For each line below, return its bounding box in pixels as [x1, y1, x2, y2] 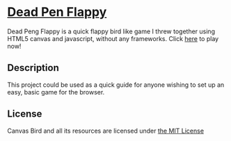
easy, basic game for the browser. [7, 88, 105, 96]
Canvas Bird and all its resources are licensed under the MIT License [7, 126, 204, 135]
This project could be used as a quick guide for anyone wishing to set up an [7, 81, 225, 89]
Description [7, 62, 59, 74]
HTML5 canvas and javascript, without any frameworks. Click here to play [7, 34, 219, 42]
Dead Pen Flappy [7, 4, 107, 20]
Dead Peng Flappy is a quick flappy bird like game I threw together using [7, 27, 216, 35]
